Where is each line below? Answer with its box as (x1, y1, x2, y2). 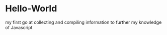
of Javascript (5, 24, 33, 30)
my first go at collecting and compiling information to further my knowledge (5, 19, 162, 25)
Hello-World (5, 3, 57, 14)
